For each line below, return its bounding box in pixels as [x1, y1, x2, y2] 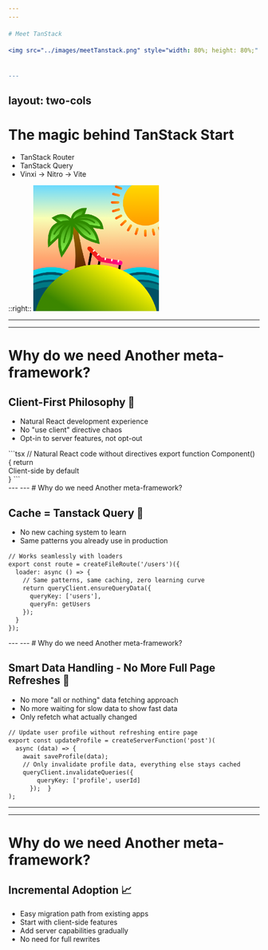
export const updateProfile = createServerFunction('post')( [8, 736, 216, 745]
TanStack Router [19, 153, 75, 162]
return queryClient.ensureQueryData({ [22, 584, 152, 593]
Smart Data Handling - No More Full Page [8, 662, 215, 675]
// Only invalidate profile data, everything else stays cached [22, 760, 241, 769]
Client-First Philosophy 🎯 [8, 396, 136, 409]
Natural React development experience [19, 416, 149, 427]
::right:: [8, 304, 32, 313]
